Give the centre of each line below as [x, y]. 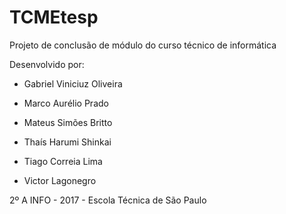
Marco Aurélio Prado [66, 103]
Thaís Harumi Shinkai [67, 142]
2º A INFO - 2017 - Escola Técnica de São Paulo [108, 200]
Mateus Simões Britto [68, 122]
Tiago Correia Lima [63, 161]
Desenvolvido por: [47, 64]
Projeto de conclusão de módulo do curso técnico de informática [143, 45]
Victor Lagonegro [60, 180]
